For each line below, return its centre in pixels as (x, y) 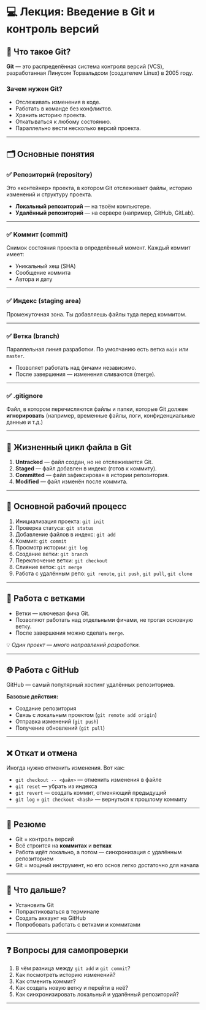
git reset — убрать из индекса (56, 786)
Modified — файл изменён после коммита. (71, 481)
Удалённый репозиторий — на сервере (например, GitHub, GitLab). (105, 213)
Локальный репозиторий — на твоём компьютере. (83, 206)
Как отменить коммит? (45, 981)
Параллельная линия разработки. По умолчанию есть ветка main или (97, 349)
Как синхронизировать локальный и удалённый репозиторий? (97, 994)
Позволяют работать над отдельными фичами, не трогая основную (104, 619)
